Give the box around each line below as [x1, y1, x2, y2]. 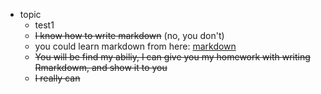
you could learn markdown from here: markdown [34, 40, 237, 52]
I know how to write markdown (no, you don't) [34, 30, 225, 41]
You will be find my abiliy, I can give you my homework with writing [34, 51, 311, 63]
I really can [34, 72, 81, 84]
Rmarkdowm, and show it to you [34, 62, 168, 73]
